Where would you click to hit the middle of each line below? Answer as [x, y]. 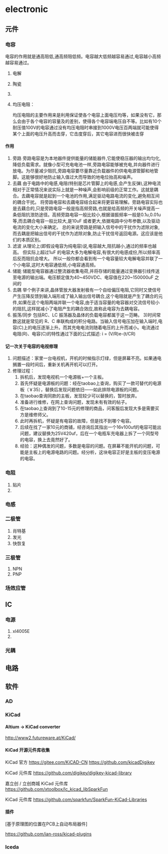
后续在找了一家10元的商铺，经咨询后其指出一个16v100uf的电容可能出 [90, 427]
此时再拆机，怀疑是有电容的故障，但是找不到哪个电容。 [77, 421]
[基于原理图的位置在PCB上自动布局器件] [46, 824]
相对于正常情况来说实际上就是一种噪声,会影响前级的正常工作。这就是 [83, 190]
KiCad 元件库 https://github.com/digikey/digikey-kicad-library [68, 773]
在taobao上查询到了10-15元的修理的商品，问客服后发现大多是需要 [87, 408]
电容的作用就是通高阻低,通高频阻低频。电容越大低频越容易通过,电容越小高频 [83, 56]
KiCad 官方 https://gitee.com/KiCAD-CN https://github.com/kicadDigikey [80, 762]
